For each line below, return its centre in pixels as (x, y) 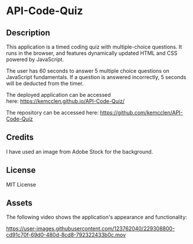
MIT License (21, 184)
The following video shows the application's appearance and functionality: (97, 217)
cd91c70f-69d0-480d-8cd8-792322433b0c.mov (66, 235)
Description (28, 33)
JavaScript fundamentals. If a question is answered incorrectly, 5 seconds (96, 77)
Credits (20, 137)
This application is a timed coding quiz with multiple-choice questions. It (94, 47)
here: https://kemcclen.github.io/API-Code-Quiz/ (66, 101)
